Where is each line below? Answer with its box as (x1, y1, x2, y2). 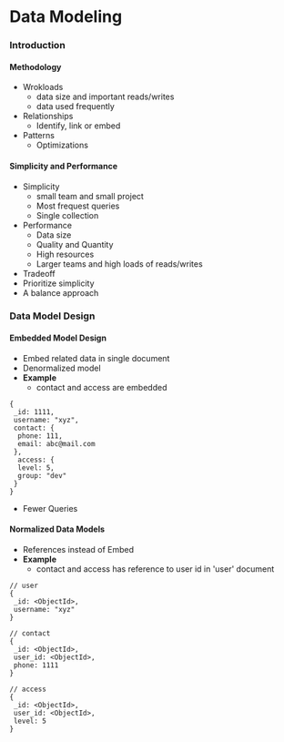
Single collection (35, 209, 99, 220)
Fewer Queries (22, 503, 78, 513)
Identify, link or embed (35, 120, 121, 131)
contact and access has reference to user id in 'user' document (35, 563, 275, 574)
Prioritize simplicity (22, 278, 95, 289)
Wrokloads (22, 82, 64, 93)
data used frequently (35, 101, 116, 112)
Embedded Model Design (9, 332, 107, 343)
